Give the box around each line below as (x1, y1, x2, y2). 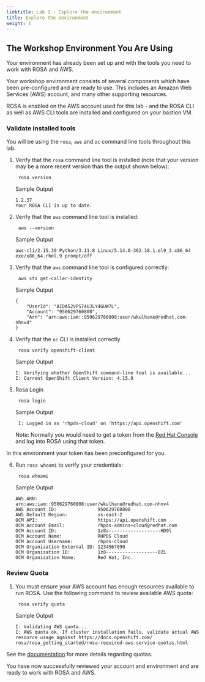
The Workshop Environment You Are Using (6, 43, 173, 53)
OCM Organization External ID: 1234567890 (15, 544, 125, 550)
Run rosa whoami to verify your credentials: (15, 461, 124, 469)
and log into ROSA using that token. (15, 438, 105, 445)
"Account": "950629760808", (26, 309, 98, 315)
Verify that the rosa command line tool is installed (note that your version (15, 157, 199, 164)
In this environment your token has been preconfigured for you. (6, 450, 166, 457)
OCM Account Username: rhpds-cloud (15, 539, 129, 545)
